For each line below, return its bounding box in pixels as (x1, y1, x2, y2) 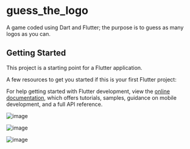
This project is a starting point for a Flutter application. (6, 64, 142, 71)
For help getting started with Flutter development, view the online (6, 88, 171, 95)
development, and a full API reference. (6, 100, 103, 108)
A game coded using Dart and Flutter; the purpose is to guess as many (6, 24, 184, 31)
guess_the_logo (6, 4, 88, 18)
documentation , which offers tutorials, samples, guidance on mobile (6, 94, 177, 101)
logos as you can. (6, 30, 51, 37)
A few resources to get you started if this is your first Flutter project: (6, 75, 177, 83)
